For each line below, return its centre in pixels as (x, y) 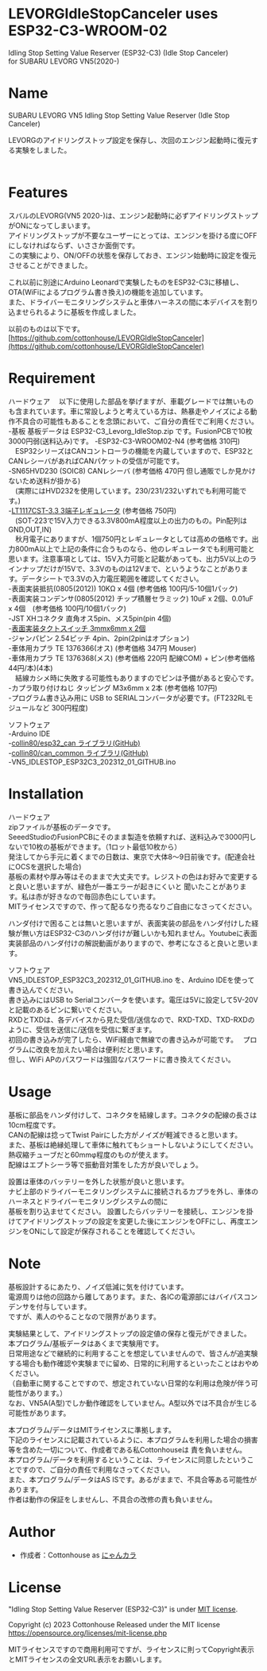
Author (32, 1532)
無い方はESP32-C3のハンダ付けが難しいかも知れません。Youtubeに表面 (140, 933)
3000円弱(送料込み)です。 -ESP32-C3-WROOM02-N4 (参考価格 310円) (124, 441)
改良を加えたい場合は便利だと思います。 (102, 1049)
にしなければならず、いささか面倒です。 (74, 245)
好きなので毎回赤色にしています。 (104, 896)
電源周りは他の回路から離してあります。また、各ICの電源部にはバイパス (126, 1297)
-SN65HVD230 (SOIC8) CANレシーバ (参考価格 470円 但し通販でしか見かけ (132, 470)
